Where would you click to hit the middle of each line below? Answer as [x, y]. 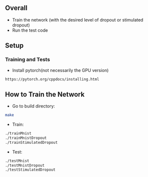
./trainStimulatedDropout [31, 142]
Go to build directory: [33, 106]
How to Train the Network [45, 94]
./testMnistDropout [25, 165]
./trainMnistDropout [26, 138]
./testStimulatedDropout [30, 170]
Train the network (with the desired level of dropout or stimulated [78, 20]
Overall [16, 8]
